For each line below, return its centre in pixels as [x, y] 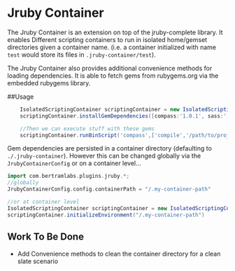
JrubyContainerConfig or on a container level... [74, 163]
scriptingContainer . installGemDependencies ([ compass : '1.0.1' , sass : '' [125, 116]
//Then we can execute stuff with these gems [87, 128]
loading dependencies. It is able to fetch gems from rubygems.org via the [113, 76]
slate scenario [37, 261]
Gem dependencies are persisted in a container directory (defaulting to [109, 148]
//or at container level [43, 202]
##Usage [21, 97]
